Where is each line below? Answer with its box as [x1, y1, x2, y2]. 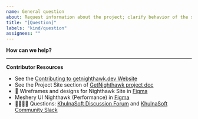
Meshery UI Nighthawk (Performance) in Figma [14, 94, 130, 101]
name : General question [6, 8, 65, 15]
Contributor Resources [6, 64, 64, 71]
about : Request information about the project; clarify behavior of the [6, 14, 189, 20]
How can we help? [6, 47, 52, 54]
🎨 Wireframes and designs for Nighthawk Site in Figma [14, 88, 148, 95]
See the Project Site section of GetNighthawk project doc [14, 81, 154, 88]
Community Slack [14, 107, 58, 114]
